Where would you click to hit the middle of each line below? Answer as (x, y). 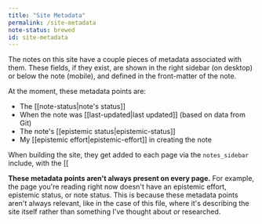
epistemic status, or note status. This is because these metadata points (123, 195)
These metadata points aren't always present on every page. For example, (131, 179)
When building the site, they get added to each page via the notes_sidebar (129, 155)
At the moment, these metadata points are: (77, 92)
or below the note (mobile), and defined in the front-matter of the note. (122, 76)
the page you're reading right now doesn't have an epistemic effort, (117, 187)
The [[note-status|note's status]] (72, 107)
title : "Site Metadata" (47, 15)
